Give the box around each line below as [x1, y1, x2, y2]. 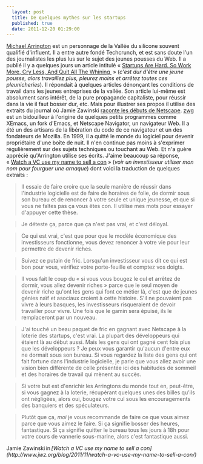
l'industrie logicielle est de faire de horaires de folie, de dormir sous [21, 189, 190, 197]
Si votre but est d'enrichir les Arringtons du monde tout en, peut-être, [21, 383, 195, 390]
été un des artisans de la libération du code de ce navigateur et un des [6, 126, 183, 133]
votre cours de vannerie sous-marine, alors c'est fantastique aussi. [21, 433, 189, 440]
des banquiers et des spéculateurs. [21, 402, 110, 409]
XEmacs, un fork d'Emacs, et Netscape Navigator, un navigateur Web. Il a [6, 119, 190, 127]
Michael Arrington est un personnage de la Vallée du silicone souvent [6, 42, 180, 50]
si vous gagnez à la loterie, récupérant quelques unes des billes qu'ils [21, 389, 195, 396]
